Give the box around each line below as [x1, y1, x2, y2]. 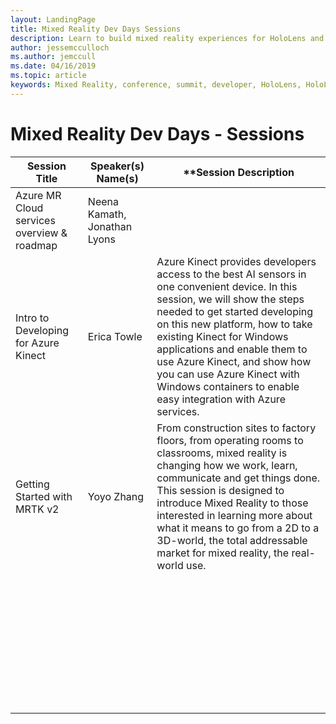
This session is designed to [156, 483, 285, 497]
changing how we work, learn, [156, 458, 298, 472]
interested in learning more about [156, 508, 313, 522]
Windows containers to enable [156, 379, 300, 393]
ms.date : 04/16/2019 [10, 61, 97, 71]
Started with [15, 489, 73, 503]
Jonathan [87, 219, 133, 233]
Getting [15, 477, 50, 491]
